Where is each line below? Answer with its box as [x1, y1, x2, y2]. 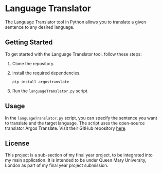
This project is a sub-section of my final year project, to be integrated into [5, 152, 153, 158]
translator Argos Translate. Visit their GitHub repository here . [5, 125, 126, 131]
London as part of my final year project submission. [5, 162, 108, 168]
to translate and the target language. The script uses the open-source [5, 120, 145, 126]
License [5, 139, 30, 147]
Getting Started [5, 38, 53, 47]
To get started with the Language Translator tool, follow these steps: [5, 51, 142, 57]
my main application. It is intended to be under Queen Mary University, [5, 157, 147, 163]
